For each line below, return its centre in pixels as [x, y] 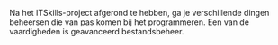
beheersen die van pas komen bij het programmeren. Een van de [130, 22]
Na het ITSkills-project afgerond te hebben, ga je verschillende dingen [139, 13]
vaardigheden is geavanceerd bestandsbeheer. [97, 31]
